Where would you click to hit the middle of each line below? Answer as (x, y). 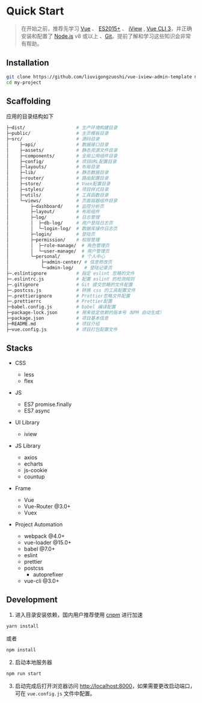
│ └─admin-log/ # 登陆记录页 (59, 268)
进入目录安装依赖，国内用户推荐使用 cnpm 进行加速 (79, 615)
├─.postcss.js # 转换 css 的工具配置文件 (71, 290)
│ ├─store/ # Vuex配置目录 (58, 184)
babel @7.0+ (39, 549)
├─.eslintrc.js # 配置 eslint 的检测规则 (70, 279)
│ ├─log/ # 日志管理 (53, 217)
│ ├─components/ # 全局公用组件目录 (62, 156)
